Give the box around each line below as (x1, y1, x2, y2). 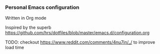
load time (5, 45, 24, 51)
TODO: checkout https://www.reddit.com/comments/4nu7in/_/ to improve (5, 39, 155, 45)
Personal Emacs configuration (5, 4, 80, 11)
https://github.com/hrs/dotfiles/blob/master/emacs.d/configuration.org (5, 30, 150, 36)
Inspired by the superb (5, 25, 52, 30)
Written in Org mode (5, 15, 47, 21)
